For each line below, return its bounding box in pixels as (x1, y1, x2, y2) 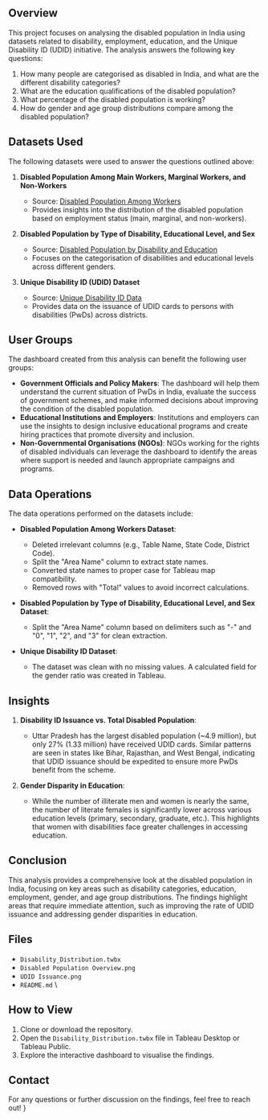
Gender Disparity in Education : (19, 780, 125, 791)
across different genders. (31, 261, 116, 271)
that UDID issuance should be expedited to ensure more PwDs (31, 756, 238, 767)
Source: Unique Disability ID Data (31, 293, 142, 303)
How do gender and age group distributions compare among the (19, 103, 233, 113)
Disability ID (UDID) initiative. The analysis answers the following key (8, 44, 235, 55)
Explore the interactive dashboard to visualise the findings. (19, 1050, 214, 1060)
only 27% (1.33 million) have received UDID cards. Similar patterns (31, 739, 252, 749)
